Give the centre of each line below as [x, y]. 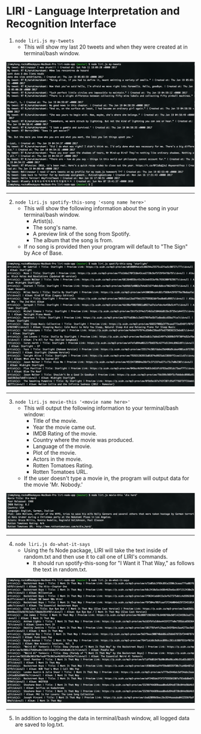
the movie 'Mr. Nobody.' [53, 484]
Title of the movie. [55, 420]
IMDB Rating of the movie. [65, 433]
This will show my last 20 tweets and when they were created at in [106, 47]
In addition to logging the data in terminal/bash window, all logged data [102, 718]
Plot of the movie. [54, 452]
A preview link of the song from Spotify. [81, 234]
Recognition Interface [61, 24]
